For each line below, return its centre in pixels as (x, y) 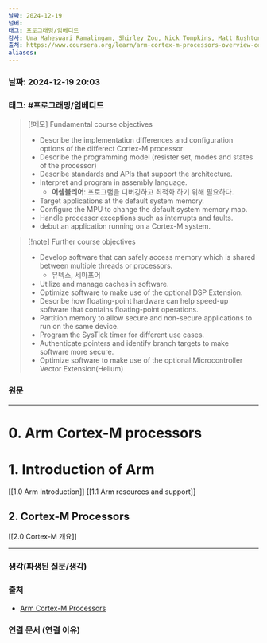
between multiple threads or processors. (106, 266)
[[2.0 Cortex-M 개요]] (43, 537)
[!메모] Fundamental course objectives (90, 124)
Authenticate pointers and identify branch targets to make (134, 343)
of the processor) (68, 166)
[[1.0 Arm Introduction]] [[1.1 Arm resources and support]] (102, 492)
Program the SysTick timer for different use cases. (122, 335)
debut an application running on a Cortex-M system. (125, 226)
